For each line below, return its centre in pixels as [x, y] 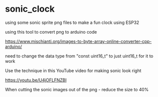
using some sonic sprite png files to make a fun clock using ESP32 [72, 22]
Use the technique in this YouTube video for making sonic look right [73, 70]
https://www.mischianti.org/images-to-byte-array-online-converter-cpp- [78, 41]
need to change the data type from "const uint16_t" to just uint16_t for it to [79, 56]
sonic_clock [30, 9]
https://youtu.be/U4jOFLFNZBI [36, 80]
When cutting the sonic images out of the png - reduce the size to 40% [77, 89]
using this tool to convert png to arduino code [51, 32]
